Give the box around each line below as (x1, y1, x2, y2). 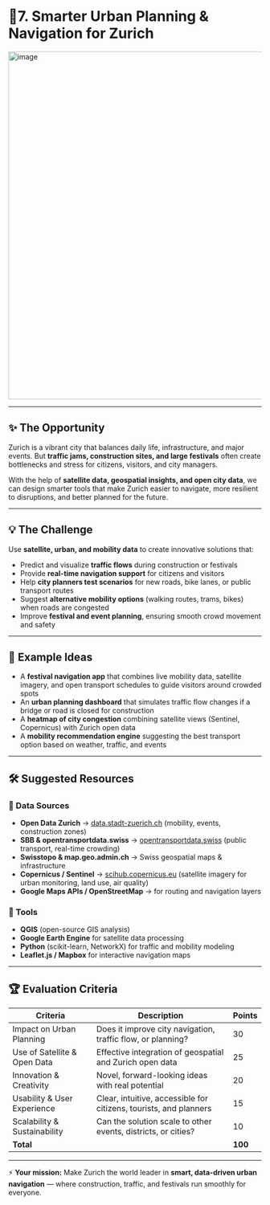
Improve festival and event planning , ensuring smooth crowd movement (19, 611, 261, 621)
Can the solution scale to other (96, 1116, 212, 1127)
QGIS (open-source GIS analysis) (19, 925, 130, 934)
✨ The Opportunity (8, 421, 105, 435)
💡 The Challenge (8, 523, 93, 537)
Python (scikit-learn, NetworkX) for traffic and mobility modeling (19, 942, 235, 951)
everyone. (8, 1188, 42, 1198)
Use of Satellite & (12, 1047, 78, 1058)
